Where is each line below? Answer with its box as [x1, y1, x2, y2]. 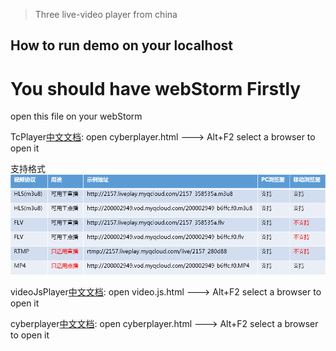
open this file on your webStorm [10, 110, 143, 123]
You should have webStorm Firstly [10, 77, 302, 100]
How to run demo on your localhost [10, 37, 233, 54]
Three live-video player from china [34, 9, 178, 20]
